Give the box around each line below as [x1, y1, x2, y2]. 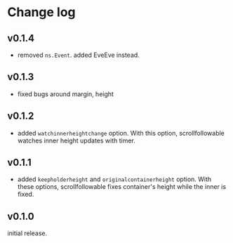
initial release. [7, 229, 48, 237]
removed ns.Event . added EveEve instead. [17, 51, 140, 59]
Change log [7, 4, 76, 20]
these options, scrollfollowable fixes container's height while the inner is [17, 183, 227, 191]
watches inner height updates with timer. [17, 136, 135, 145]
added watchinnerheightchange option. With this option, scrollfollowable [17, 129, 225, 137]
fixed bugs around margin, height [17, 89, 114, 98]
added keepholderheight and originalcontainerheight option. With [17, 175, 212, 183]
